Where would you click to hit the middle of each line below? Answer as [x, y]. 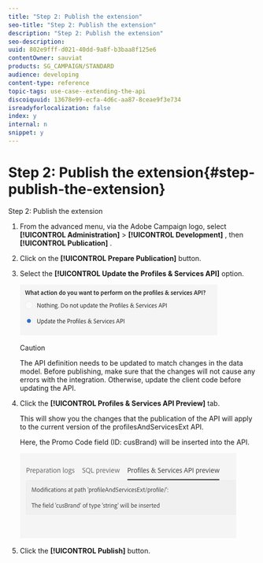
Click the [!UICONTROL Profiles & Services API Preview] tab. [120, 403]
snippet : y [26, 133]
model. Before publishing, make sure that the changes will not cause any [137, 371]
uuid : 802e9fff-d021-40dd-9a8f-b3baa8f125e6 [82, 50]
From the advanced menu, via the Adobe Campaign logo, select [123, 226]
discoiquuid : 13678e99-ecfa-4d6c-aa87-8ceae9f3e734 [94, 99]
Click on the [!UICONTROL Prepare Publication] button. [111, 258]
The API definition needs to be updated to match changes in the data [131, 362]
